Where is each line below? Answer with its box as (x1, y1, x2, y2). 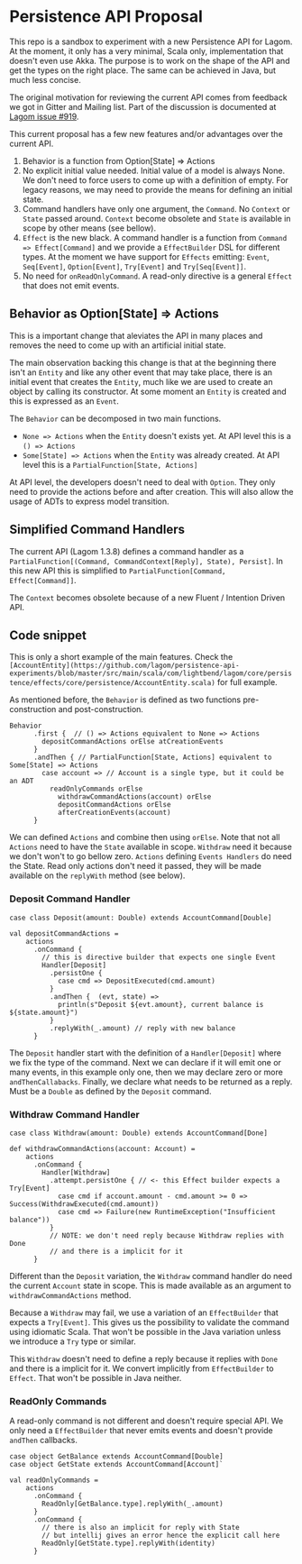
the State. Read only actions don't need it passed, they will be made (9, 861, 261, 872)
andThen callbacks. (9, 1435, 78, 1446)
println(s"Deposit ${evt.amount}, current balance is (57, 1000, 264, 1009)
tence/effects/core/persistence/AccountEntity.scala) (9, 679, 216, 688)
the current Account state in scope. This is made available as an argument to (9, 1280, 291, 1291)
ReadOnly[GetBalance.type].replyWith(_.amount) (41, 1499, 224, 1509)
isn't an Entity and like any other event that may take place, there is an (9, 367, 273, 378)
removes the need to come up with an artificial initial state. (9, 340, 226, 351)
